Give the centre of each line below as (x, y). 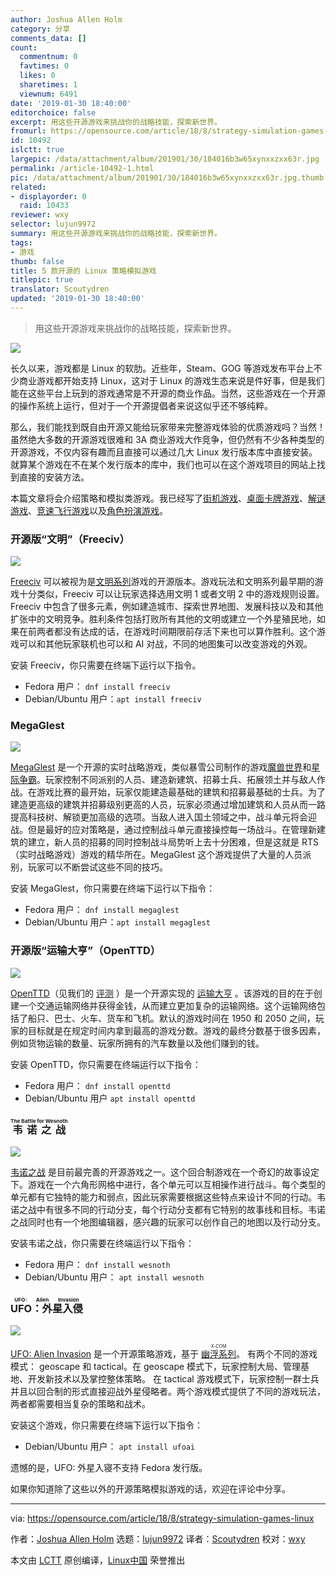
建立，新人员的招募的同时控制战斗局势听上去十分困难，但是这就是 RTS (173, 842)
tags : (21, 242)
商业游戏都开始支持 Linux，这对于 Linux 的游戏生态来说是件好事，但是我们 (171, 380)
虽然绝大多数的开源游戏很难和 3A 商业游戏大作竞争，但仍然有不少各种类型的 (167, 439)
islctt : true (37, 150)
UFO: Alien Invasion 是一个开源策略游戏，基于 (105, 1354)
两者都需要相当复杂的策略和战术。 (80, 1404)
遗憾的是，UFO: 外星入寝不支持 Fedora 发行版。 (109, 1468)
